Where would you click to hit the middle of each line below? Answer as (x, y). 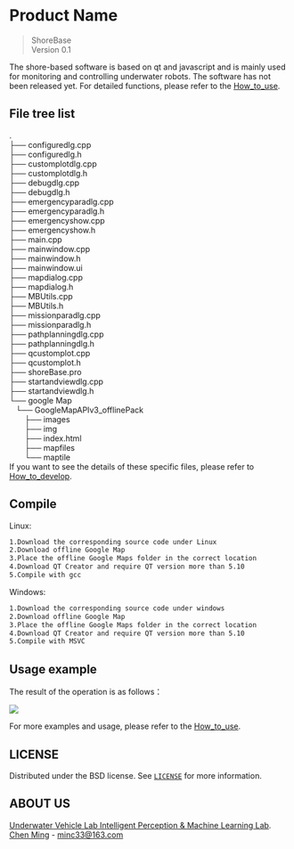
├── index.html (53, 438)
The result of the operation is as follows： (86, 692)
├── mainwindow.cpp (50, 249)
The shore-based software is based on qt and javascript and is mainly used (147, 67)
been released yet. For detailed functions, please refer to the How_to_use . (145, 86)
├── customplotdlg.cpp (53, 163)
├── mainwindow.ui (46, 267)
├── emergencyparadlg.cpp (61, 201)
